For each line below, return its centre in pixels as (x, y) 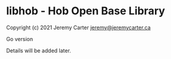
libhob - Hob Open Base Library (86, 11)
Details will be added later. (39, 50)
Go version (20, 39)
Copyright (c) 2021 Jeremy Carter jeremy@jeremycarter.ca (79, 27)
